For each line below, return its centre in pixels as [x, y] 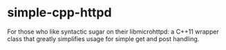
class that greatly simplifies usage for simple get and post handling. [103, 38]
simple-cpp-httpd [59, 13]
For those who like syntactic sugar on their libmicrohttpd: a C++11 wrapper [113, 32]
